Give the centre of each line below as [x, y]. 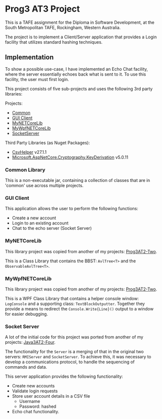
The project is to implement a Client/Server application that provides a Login [81, 37]
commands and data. [26, 367]
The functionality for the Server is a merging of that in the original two [74, 352]
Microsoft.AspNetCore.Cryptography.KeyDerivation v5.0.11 [70, 157]
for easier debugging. [27, 314]
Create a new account [34, 218]
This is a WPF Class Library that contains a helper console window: [72, 298]
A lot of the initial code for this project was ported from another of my [74, 337]
